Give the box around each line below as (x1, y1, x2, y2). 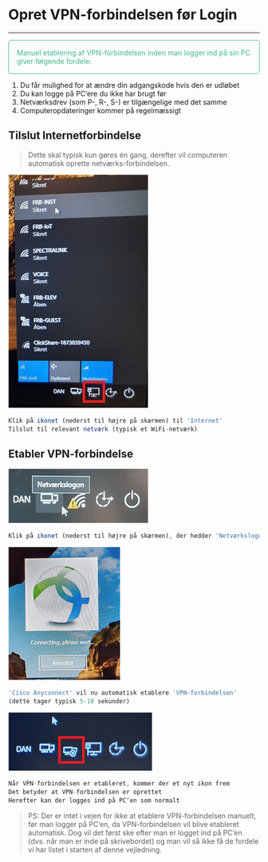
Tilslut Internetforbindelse (8, 129, 142, 143)
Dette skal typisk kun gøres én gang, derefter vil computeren (27, 150, 228, 159)
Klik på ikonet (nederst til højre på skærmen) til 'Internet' (8, 416, 223, 424)
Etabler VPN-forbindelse (8, 447, 134, 460)
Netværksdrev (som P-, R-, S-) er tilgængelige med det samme (19, 97, 227, 107)
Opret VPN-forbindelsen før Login (8, 6, 238, 24)
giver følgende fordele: (17, 56, 92, 65)
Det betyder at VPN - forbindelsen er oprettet (8, 788, 162, 796)
